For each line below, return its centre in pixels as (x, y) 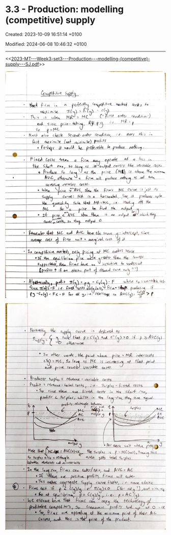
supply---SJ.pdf (22, 64)
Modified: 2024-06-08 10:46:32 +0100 (46, 44)
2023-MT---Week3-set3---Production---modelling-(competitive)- (80, 58)
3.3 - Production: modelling (64, 9)
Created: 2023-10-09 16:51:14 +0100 (44, 34)
